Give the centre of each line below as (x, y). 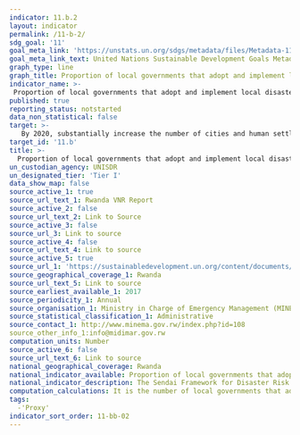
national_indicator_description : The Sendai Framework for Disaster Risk (150, 383)
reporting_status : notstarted (66, 109)
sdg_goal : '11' (37, 42)
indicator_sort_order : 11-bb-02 (69, 416)
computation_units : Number (59, 341)
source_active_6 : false (54, 349)
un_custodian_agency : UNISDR (63, 167)
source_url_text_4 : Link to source (75, 250)
